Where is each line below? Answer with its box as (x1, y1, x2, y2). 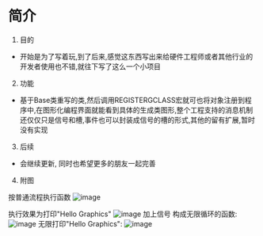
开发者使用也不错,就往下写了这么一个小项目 (19, 61, 161, 71)
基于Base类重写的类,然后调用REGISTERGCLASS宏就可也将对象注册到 (19, 95, 246, 105)
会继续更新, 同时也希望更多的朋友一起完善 (19, 158, 156, 168)
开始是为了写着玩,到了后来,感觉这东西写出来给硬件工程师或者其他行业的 (19, 51, 253, 61)
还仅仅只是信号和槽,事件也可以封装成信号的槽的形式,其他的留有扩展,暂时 (19, 115, 255, 124)
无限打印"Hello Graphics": (38, 219, 123, 228)
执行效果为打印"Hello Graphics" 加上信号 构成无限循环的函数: (8, 209, 238, 219)
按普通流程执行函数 (8, 192, 71, 202)
